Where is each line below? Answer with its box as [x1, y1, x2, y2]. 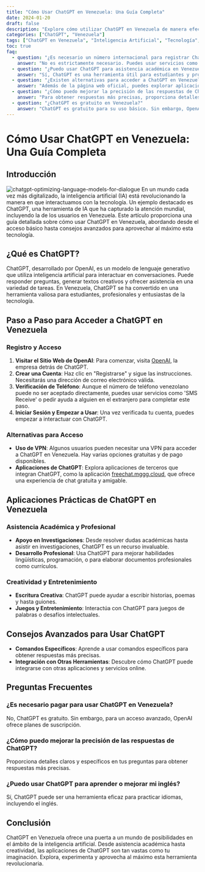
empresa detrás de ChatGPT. [15, 363, 88, 371]
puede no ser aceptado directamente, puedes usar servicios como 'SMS [15, 390, 198, 396]
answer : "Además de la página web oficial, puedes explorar [17, 83, 173, 89]
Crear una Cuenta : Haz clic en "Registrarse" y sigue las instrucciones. [15, 370, 193, 377]
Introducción [6, 169, 57, 180]
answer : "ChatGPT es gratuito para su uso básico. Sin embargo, [17, 105, 184, 112]
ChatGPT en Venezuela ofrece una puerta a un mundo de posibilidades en [6, 834, 193, 841]
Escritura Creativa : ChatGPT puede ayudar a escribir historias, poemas [15, 591, 195, 599]
